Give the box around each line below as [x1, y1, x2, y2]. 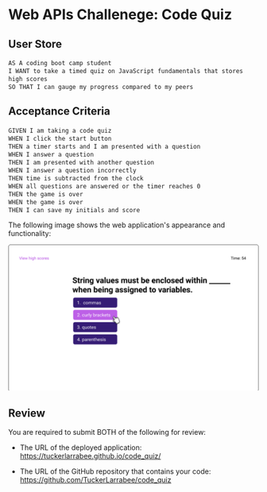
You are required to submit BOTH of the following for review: [8, 427, 207, 436]
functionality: [8, 228, 52, 238]
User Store [8, 37, 62, 51]
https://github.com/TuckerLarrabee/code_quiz [19, 475, 172, 484]
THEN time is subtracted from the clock [8, 174, 145, 182]
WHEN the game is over [8, 198, 83, 206]
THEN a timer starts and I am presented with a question [8, 142, 201, 150]
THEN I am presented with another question [8, 158, 155, 166]
